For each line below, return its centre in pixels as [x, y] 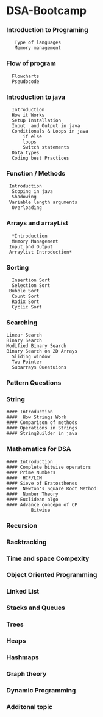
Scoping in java [32, 192]
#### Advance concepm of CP [42, 504]
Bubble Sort [24, 291]
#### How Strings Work [37, 417]
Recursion [22, 525]
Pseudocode [26, 81]
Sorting [18, 267]
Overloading [27, 208]
